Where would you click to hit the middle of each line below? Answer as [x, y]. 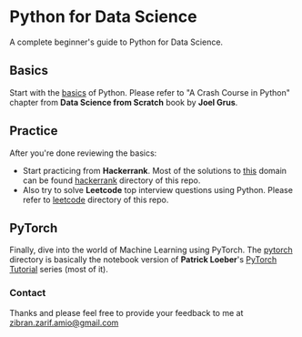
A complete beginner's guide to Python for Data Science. [116, 42]
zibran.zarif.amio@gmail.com [64, 322]
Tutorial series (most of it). [59, 270]
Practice [34, 131]
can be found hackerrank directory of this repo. [111, 180]
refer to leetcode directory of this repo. [96, 199]
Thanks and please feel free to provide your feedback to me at [126, 312]
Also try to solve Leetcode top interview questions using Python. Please [158, 189]
